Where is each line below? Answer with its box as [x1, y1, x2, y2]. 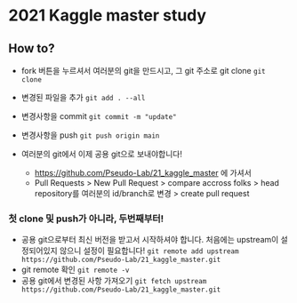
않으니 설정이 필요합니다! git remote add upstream [60, 245, 239, 256]
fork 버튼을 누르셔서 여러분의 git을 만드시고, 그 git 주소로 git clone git [20, 66, 266, 76]
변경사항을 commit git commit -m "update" [20, 111, 177, 121]
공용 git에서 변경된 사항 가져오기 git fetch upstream [20, 275, 207, 286]
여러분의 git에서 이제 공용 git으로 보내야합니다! [20, 148, 183, 159]
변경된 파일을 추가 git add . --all [20, 92, 146, 102]
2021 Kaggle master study [8, 5, 206, 26]
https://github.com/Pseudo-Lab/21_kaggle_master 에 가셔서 [34, 168, 253, 178]
